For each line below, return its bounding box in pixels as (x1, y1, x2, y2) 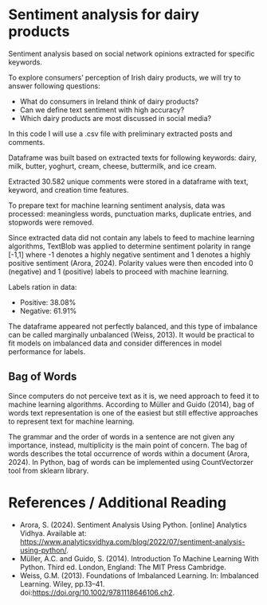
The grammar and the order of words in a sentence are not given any (8, 431, 235, 441)
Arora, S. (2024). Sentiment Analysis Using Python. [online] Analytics (19, 520, 247, 529)
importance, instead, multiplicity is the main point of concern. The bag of (8, 440, 248, 450)
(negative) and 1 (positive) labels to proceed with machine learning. (8, 267, 230, 276)
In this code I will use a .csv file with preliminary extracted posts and (8, 129, 233, 139)
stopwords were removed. (8, 217, 94, 227)
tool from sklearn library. (8, 466, 89, 475)
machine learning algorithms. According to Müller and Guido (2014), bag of (8, 400, 255, 409)
